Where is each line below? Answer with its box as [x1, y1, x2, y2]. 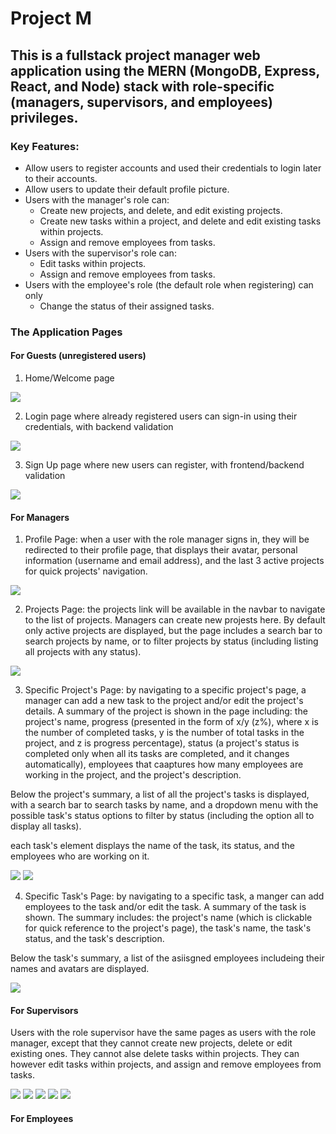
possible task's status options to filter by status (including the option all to [10, 810, 315, 822]
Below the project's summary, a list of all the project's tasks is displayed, [10, 788, 310, 801]
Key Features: [10, 139, 80, 153]
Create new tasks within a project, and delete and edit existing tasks [39, 215, 322, 227]
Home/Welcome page [24, 372, 115, 384]
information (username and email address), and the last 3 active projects [24, 555, 325, 567]
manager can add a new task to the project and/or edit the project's [24, 695, 304, 707]
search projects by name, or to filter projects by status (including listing [24, 635, 319, 647]
